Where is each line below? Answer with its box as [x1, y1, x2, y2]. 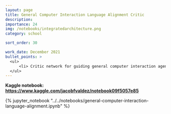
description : [5, 17, 33, 22]
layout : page [5, 7, 33, 13]
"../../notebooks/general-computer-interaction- [50, 98, 149, 104]
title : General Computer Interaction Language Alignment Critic [5, 12, 145, 17]
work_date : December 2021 [5, 49, 60, 54]
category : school [5, 31, 42, 36]
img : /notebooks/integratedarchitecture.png [5, 26, 101, 32]
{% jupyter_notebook [5, 98, 50, 104]
